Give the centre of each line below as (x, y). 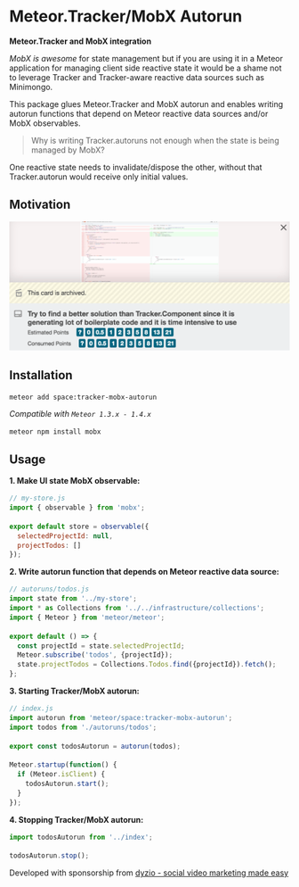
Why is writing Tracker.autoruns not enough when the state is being (155, 140)
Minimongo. (31, 87)
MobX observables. (45, 123)
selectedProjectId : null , (65, 536)
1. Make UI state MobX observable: (75, 481)
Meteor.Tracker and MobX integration (81, 41)
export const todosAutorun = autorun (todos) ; (95, 746)
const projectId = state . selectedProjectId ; (101, 646)
